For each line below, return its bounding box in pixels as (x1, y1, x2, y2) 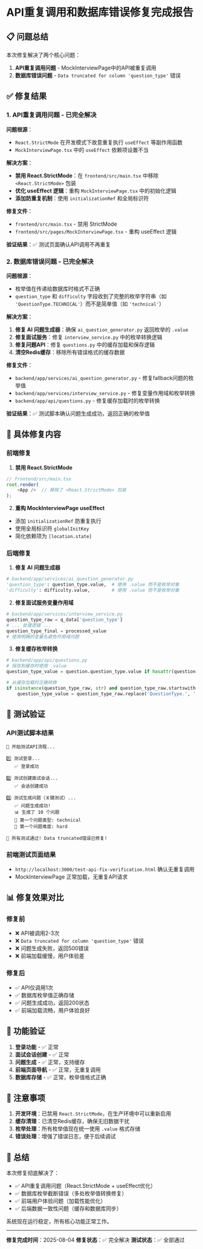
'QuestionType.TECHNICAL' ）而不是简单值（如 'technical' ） (14, 300, 165, 307)
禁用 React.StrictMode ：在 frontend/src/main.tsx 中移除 (14, 172, 159, 179)
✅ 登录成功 (14, 764, 39, 770)
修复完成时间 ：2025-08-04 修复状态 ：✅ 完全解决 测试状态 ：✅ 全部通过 (6, 1236, 185, 1244)
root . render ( (6, 482, 39, 488)
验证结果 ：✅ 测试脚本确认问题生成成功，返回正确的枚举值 (6, 410, 150, 417)
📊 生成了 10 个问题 (14, 809, 60, 816)
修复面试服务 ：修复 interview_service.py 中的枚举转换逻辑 (14, 333, 163, 341)
